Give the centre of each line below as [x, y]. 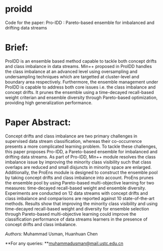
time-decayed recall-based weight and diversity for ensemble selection [77, 208]
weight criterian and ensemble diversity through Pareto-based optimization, [81, 97]
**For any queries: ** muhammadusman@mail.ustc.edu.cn [64, 243]
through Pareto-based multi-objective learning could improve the [71, 214]
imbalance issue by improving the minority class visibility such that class [78, 162]
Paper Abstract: [38, 123]
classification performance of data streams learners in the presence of [76, 219]
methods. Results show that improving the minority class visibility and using [81, 204]
